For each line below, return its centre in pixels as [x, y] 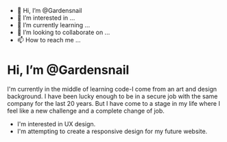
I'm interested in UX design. [56, 124]
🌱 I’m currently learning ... [53, 25]
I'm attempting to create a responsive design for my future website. [112, 131]
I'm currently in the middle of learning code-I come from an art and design [112, 89]
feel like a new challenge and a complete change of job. [86, 111]
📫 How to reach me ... [49, 40]
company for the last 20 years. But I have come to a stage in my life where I [114, 103]
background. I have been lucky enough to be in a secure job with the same [112, 96]
